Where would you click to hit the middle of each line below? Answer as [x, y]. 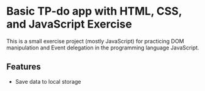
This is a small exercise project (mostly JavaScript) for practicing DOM [95, 41]
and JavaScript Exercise [69, 24]
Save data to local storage [48, 81]
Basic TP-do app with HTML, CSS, [94, 11]
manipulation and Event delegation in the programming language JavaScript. [103, 48]
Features [24, 67]
